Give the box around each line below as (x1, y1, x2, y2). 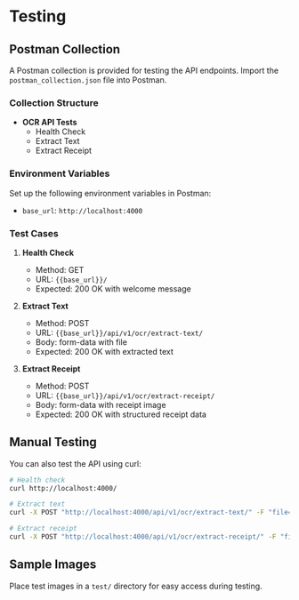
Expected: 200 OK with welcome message (35, 283, 191, 294)
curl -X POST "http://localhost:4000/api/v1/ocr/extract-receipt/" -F (9, 532, 277, 541)
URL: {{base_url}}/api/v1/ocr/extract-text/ (35, 327, 203, 338)
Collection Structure (9, 96, 100, 108)
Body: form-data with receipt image (35, 399, 166, 410)
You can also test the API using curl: (9, 458, 142, 468)
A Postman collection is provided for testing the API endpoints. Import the (9, 65, 279, 76)
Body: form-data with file (35, 336, 127, 348)
